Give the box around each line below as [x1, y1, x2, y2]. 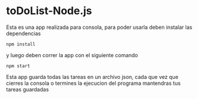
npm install [6, 41, 35, 47]
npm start [6, 63, 31, 69]
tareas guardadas [6, 85, 49, 93]
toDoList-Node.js [6, 4, 92, 18]
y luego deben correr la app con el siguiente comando [6, 51, 138, 58]
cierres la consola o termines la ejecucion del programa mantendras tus [6, 80, 181, 87]
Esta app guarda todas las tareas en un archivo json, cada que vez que [6, 73, 178, 80]
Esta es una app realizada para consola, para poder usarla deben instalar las [6, 24, 193, 31]
